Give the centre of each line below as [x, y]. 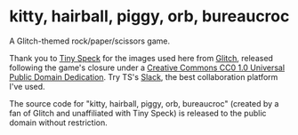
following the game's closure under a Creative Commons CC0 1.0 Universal [147, 67]
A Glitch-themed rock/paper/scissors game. [90, 41]
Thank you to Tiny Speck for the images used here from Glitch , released [141, 58]
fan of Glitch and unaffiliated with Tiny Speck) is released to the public [138, 113]
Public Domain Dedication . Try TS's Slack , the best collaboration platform [144, 76]
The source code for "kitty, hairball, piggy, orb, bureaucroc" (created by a [144, 103]
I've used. [28, 86]
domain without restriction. [59, 123]
